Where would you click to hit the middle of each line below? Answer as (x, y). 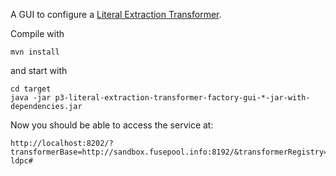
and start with (39, 70)
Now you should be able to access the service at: (112, 125)
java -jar (31, 98)
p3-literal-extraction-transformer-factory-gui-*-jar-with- (182, 98)
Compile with (37, 33)
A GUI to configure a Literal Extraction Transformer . (116, 14)
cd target (31, 89)
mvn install (35, 52)
